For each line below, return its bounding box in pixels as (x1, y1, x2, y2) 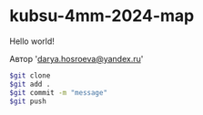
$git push (9, 97, 47, 106)
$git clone (9, 70, 51, 80)
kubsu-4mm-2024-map (9, 5, 195, 26)
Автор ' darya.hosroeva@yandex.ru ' (9, 53, 144, 64)
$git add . (9, 79, 51, 89)
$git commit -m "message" (9, 88, 107, 97)
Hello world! (9, 36, 55, 47)
